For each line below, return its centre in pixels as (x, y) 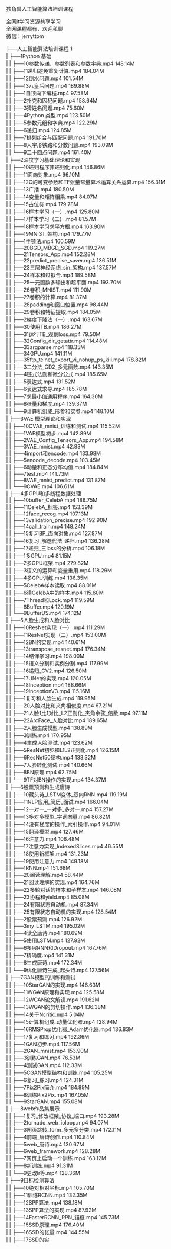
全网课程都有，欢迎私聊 (34, 29)
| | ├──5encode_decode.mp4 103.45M (53, 460)
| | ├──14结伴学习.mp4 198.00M (45, 656)
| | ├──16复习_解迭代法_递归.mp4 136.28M (58, 541)
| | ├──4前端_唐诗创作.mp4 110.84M (50, 1137)
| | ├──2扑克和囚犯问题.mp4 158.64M (52, 100)
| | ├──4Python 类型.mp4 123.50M (48, 115)
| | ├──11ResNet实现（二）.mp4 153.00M (56, 635)
